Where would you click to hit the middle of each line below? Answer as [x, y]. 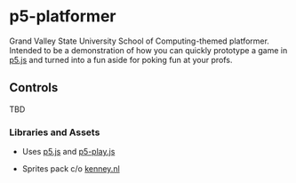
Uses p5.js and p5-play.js [68, 152]
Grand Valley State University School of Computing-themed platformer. [139, 41]
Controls [34, 88]
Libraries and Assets [55, 132]
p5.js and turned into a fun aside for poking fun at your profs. [121, 60]
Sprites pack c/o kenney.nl [71, 169]
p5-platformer [63, 16]
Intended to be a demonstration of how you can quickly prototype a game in [148, 50]
